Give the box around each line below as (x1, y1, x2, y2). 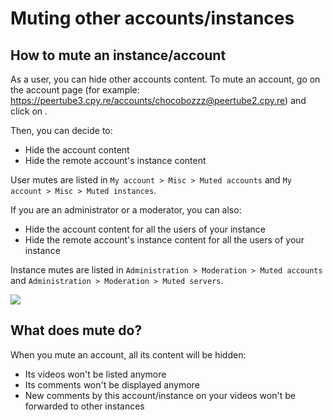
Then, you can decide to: (10, 125, 113, 136)
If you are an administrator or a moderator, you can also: (10, 204, 242, 216)
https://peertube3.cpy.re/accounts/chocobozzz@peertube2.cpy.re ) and (10, 95, 307, 106)
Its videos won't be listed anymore (24, 368, 167, 380)
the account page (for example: (10, 84, 140, 96)
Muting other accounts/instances (10, 7, 295, 30)
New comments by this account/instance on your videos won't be (24, 389, 296, 401)
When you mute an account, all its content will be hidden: (10, 348, 247, 361)
